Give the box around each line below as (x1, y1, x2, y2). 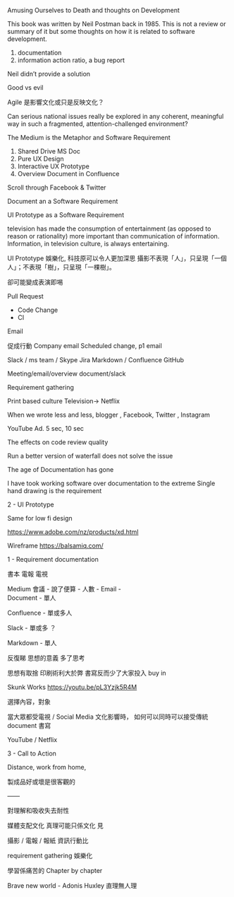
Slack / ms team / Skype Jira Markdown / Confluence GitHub (7, 356, 185, 364)
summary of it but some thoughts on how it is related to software (7, 28, 195, 35)
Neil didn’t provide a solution (7, 70, 90, 78)
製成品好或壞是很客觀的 (7, 777, 75, 786)
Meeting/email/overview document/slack (7, 369, 126, 378)
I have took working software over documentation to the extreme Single (7, 479, 216, 487)
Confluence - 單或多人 (7, 608, 73, 617)
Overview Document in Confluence (17, 170, 120, 178)
